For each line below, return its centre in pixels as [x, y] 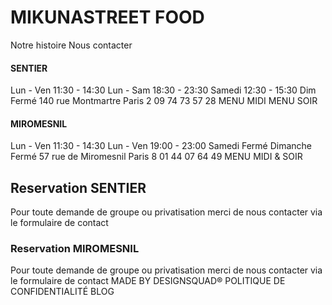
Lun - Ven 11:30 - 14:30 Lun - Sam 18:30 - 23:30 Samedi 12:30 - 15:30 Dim [163, 90]
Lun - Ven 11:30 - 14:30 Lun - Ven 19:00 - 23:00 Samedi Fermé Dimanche [161, 146]
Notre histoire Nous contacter [71, 45]
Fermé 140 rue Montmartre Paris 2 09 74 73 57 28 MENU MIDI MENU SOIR [164, 101]
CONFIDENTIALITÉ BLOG [62, 292]
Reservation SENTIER [78, 187]
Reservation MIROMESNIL [75, 249]
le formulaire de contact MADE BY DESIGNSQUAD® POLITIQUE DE [148, 281]
